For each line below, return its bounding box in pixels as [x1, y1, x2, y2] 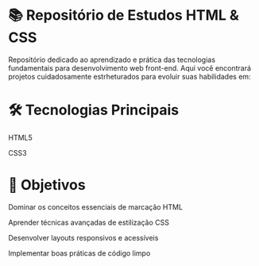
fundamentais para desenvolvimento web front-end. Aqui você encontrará [8, 63, 252, 72]
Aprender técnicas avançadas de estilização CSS [8, 218, 169, 227]
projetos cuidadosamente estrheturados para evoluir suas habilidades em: [8, 71, 252, 81]
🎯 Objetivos [8, 176, 86, 195]
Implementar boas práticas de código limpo [8, 248, 151, 258]
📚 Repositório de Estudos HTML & [8, 6, 240, 25]
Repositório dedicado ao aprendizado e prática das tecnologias [8, 55, 216, 64]
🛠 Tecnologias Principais [8, 101, 180, 119]
